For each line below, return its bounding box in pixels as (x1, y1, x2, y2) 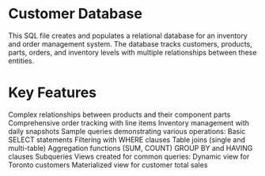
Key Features (8, 84, 97, 102)
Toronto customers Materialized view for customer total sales (8, 159, 208, 170)
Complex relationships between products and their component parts (8, 110, 231, 119)
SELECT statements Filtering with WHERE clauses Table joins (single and (8, 135, 246, 144)
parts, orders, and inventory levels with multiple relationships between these (8, 47, 257, 57)
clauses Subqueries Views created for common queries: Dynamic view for (8, 152, 250, 161)
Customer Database (8, 5, 142, 23)
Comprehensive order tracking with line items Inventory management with (8, 118, 250, 127)
